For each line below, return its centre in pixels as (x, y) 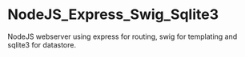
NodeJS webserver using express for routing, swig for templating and (122, 36)
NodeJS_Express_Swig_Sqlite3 (113, 15)
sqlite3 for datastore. (42, 44)
